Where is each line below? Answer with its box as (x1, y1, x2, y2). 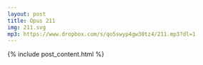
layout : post (7, 10, 46, 18)
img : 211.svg (7, 24, 46, 31)
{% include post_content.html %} (7, 50, 105, 59)
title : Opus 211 (7, 17, 56, 24)
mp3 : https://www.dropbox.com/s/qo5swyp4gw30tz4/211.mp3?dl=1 (7, 30, 196, 38)
